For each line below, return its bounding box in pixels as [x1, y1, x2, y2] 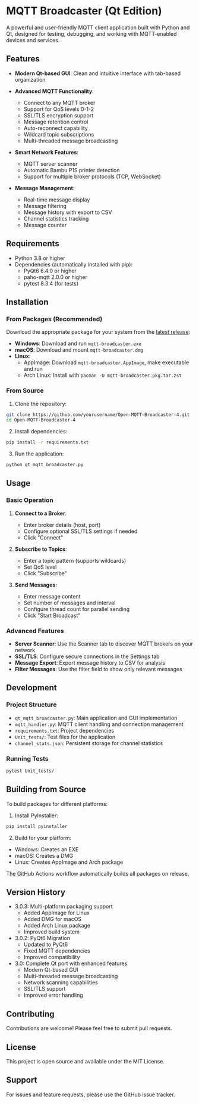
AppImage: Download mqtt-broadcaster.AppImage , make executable [23, 359, 189, 366]
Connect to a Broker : [14, 510, 67, 517]
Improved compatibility [23, 954, 80, 961]
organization [14, 76, 46, 83]
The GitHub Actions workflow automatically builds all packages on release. [6, 870, 189, 877]
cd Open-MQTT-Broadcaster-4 [6, 417, 76, 423]
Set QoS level [23, 563, 57, 570]
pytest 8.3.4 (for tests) [23, 280, 79, 287]
